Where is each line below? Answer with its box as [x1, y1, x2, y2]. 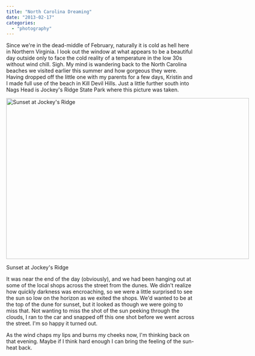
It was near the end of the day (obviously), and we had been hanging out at [6, 275, 192, 283]
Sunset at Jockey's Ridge [6, 264, 69, 271]
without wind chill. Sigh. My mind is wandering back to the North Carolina [6, 61, 187, 68]
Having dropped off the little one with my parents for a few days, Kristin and [6, 73, 193, 81]
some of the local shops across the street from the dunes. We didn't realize [6, 282, 192, 289]
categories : [6, 20, 36, 26]
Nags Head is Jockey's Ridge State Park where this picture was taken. [6, 86, 179, 93]
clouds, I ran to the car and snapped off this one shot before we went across [6, 314, 195, 321]
